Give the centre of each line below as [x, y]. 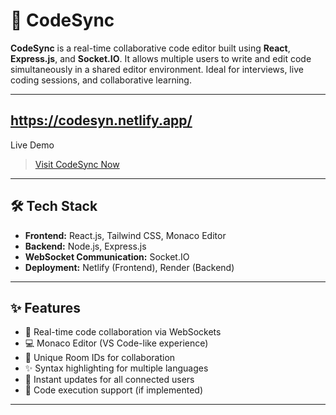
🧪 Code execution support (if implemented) [113, 390]
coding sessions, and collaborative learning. [101, 80]
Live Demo [32, 145]
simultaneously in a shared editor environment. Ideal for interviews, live [157, 69]
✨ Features [45, 307]
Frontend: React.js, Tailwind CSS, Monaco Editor [125, 235]
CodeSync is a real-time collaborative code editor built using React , [150, 48]
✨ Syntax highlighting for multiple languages [116, 368]
